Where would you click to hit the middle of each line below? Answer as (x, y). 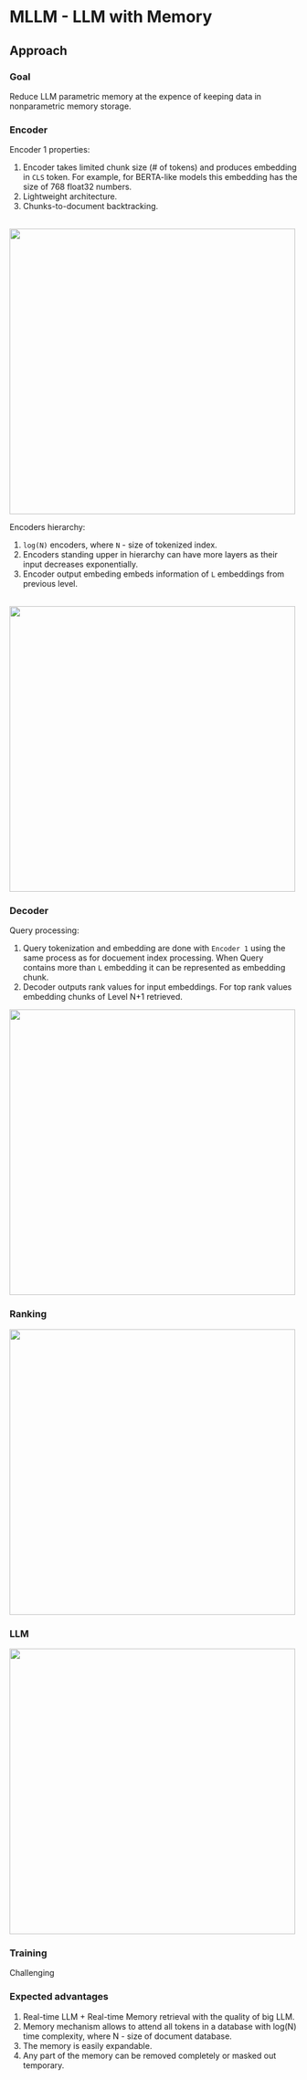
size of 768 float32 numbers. (77, 187)
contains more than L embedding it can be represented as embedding (154, 968)
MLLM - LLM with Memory (111, 17)
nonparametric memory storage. (70, 106)
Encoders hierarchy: (48, 527)
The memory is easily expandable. (87, 2045)
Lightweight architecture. (70, 196)
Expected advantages (59, 1997)
